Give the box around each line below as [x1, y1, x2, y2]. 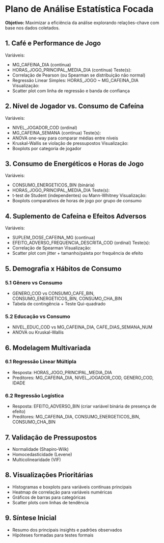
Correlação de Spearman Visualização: [12, 245, 92, 251]
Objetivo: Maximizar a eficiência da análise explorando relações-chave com [5, 20, 160, 26]
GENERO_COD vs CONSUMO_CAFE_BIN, [12, 290, 95, 296]
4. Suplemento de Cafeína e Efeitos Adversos [5, 212, 146, 220]
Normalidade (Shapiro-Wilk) [12, 446, 69, 452]
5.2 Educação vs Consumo [5, 313, 70, 320]
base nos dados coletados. [5, 25, 60, 30]
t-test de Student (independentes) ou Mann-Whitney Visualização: [12, 192, 147, 198]
